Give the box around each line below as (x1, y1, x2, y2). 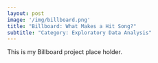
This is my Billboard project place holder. (7, 48, 122, 56)
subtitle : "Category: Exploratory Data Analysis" (7, 29, 153, 36)
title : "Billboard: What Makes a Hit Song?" (7, 23, 137, 29)
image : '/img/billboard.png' (7, 16, 91, 23)
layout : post (7, 10, 45, 17)
